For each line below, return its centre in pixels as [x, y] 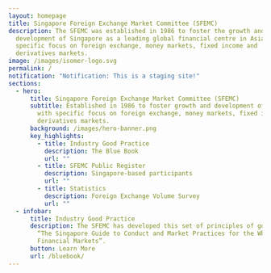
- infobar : [34, 211]
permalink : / [30, 69]
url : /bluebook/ [57, 256]
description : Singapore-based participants [119, 174]
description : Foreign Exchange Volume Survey [122, 196]
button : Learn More [62, 249]
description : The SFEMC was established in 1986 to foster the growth [129, 31]
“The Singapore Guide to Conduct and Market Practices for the [146, 234]
